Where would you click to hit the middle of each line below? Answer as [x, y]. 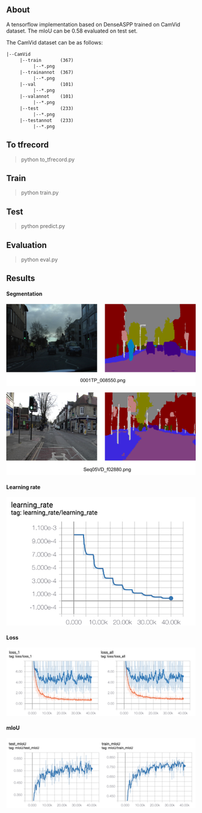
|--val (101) [47, 84]
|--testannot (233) [47, 120]
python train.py [40, 193]
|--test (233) [47, 108]
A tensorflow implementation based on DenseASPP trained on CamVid [93, 24]
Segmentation [24, 294]
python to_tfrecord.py [48, 159]
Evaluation [26, 245]
